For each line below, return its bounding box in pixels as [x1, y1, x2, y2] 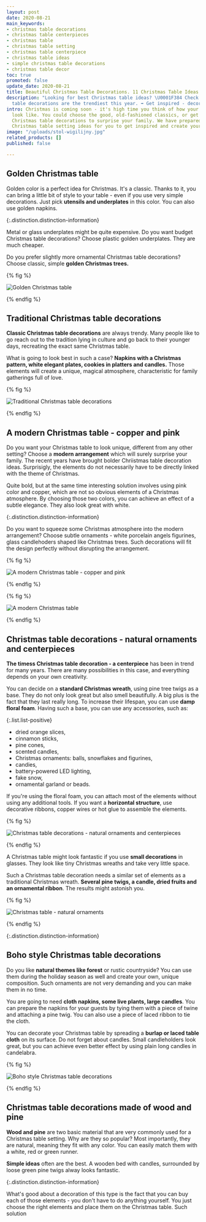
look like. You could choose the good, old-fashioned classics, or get [12, 112, 199, 118]
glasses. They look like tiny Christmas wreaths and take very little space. [6, 860, 190, 867]
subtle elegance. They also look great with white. [6, 501, 131, 509]
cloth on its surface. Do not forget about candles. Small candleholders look [6, 1036, 196, 1043]
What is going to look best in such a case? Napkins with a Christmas [6, 354, 181, 362]
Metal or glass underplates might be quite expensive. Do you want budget [6, 228, 193, 235]
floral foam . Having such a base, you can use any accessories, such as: [6, 705, 189, 711]
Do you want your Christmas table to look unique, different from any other [6, 444, 193, 452]
